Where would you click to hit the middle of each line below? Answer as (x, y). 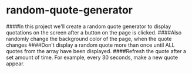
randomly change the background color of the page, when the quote (89, 39)
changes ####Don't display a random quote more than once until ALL (90, 45)
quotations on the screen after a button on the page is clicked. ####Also (94, 32)
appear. (15, 63)
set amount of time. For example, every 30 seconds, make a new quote (92, 57)
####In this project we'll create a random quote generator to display (89, 26)
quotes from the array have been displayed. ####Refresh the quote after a (96, 51)
